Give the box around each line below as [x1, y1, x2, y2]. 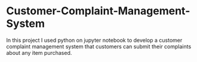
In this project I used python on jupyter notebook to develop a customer [6, 36, 183, 44]
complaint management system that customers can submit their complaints [6, 43, 192, 50]
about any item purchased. [6, 49, 72, 56]
